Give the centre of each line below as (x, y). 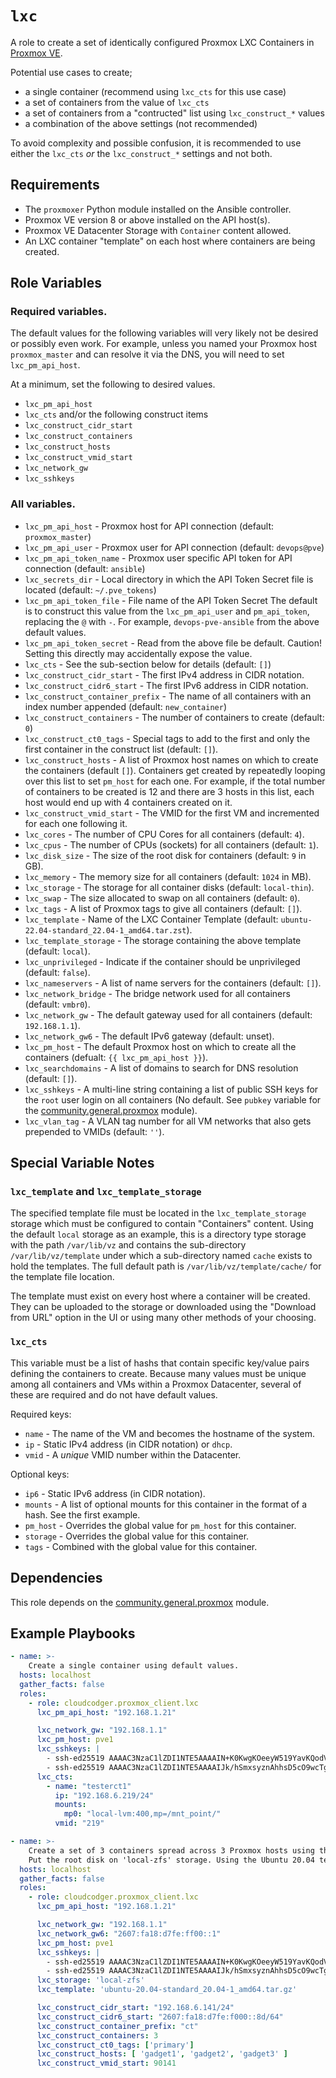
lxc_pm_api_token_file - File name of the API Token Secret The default (171, 600)
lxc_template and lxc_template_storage (106, 1192)
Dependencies (56, 1578)
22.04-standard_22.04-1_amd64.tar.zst (105, 930)
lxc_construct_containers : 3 (97, 2035)
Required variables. (59, 312)
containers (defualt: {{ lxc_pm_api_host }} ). (116, 1057)
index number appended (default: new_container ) (126, 706)
